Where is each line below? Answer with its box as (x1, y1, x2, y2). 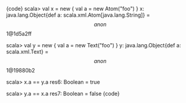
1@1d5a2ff (6, 30, 32, 37)
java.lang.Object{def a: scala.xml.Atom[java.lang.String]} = (6, 11, 150, 19)
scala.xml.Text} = (6, 48, 49, 55)
